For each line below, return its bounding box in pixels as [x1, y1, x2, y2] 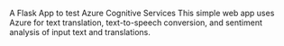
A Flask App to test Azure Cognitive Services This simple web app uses [9, 8, 275, 18]
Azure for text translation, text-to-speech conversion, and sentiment [9, 17, 263, 28]
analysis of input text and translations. [9, 27, 151, 37]
